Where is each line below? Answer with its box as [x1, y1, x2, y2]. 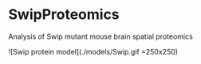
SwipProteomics [8, 6, 120, 24]
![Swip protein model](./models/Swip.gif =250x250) [8, 47, 178, 56]
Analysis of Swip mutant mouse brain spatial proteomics [8, 32, 193, 41]
